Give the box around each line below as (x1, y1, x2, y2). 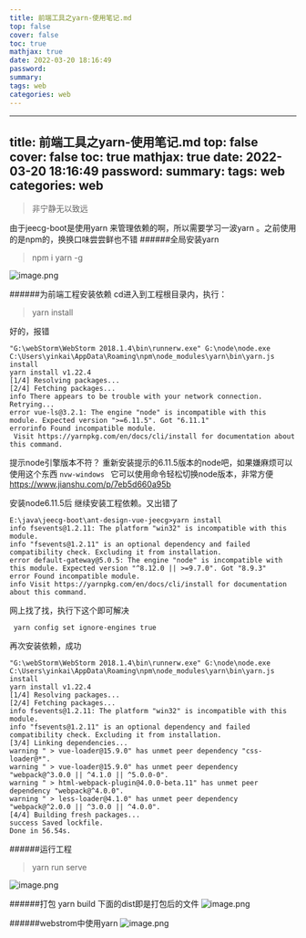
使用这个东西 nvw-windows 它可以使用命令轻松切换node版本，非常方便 (9, 469, 274, 480)
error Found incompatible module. (9, 572, 141, 581)
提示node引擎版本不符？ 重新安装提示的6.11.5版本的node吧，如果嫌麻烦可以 (9, 458, 293, 469)
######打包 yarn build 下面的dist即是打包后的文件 (9, 899, 199, 910)
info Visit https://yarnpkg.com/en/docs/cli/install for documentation (9, 580, 287, 589)
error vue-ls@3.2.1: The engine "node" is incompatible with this (9, 408, 267, 417)
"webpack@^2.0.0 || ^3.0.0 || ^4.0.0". (9, 803, 161, 812)
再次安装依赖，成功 (9, 640, 82, 651)
